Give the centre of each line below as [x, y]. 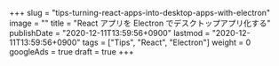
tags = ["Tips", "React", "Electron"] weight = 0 [167, 42]
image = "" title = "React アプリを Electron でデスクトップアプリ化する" [140, 23]
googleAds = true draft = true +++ [72, 51]
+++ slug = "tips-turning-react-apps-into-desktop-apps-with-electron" [140, 13]
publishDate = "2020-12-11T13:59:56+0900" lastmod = [110, 33]
